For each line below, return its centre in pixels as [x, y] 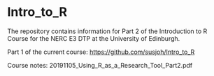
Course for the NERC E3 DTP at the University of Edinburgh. [94, 38]
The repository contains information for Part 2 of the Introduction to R [107, 31]
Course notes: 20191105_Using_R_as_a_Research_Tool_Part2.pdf [100, 65]
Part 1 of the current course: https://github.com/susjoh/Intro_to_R [101, 52]
